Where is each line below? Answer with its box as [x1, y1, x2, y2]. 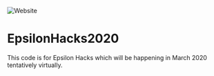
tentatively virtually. [7, 61, 63, 69]
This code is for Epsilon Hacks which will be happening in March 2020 [7, 53, 207, 61]
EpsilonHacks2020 [7, 31, 119, 46]
